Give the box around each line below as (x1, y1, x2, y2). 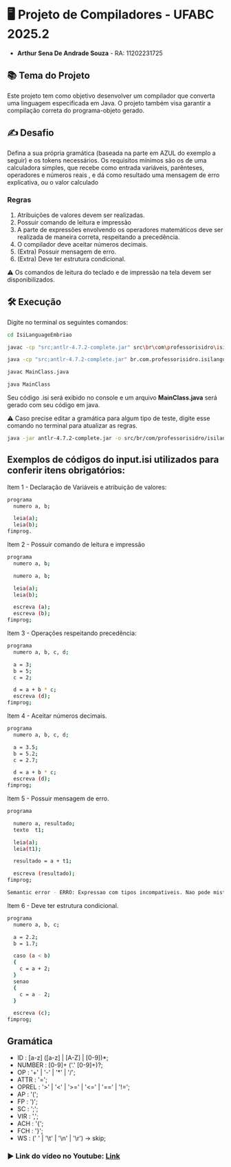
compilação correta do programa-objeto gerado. (7, 106, 145, 114)
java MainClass (7, 381, 51, 388)
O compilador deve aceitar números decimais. (16, 240, 148, 248)
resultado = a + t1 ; (13, 858, 72, 865)
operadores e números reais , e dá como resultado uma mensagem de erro (7, 171, 220, 179)
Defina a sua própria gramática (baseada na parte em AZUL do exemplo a (7, 149, 217, 157)
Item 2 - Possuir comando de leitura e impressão (7, 540, 146, 549)
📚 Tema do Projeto (7, 70, 91, 81)
